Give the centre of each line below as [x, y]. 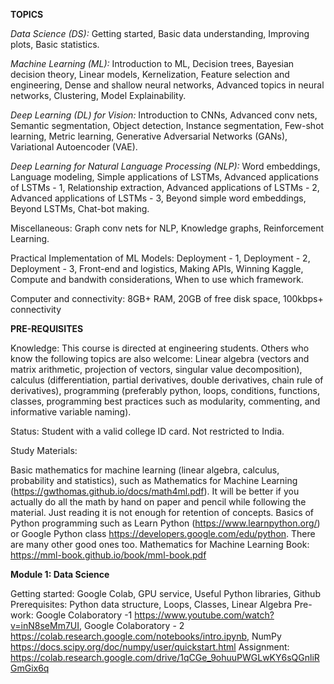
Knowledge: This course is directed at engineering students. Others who [160, 348]
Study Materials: [44, 450]
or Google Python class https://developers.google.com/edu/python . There [163, 533]
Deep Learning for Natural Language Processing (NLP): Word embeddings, [165, 166]
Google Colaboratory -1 [84, 615]
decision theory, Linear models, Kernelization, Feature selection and [150, 74]
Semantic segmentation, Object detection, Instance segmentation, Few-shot [167, 125]
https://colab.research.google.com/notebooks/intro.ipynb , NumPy [146, 636]
